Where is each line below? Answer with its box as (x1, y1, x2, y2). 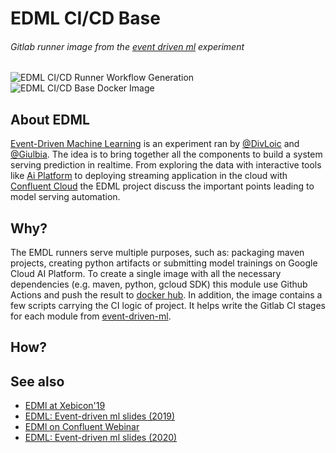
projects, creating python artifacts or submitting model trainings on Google (10, 257, 318, 269)
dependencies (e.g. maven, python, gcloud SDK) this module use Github (10, 278, 308, 291)
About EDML (10, 111, 90, 128)
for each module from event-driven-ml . (10, 310, 172, 322)
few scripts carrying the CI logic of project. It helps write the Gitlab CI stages (10, 300, 326, 312)
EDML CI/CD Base (10, 7, 161, 30)
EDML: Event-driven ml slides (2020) (24, 432, 178, 444)
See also (10, 373, 65, 390)
